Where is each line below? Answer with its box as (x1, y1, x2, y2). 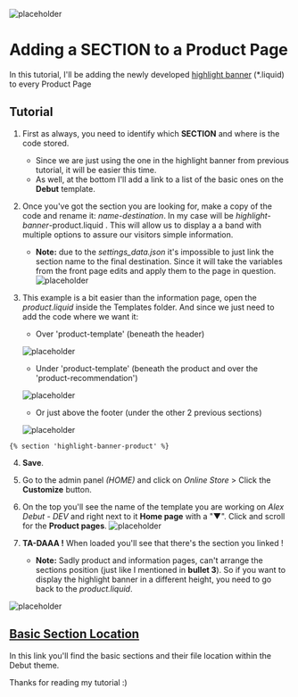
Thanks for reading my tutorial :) (9, 676, 128, 687)
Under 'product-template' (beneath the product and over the (35, 362, 259, 374)
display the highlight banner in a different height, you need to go (35, 574, 272, 585)
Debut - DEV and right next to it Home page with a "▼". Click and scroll (21, 510, 286, 521)
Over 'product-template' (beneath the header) (35, 328, 205, 339)
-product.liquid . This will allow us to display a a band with (48, 220, 261, 230)
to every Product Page (9, 79, 92, 89)
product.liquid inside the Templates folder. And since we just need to (21, 302, 275, 312)
